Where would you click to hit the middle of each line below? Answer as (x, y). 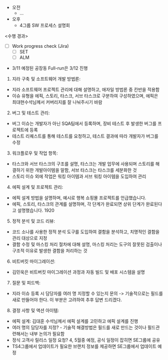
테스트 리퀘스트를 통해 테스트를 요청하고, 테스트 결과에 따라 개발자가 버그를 (85, 136)
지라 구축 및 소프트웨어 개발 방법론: (46, 79)
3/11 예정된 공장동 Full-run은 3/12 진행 (50, 68)
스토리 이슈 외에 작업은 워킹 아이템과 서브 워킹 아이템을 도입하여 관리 (79, 176)
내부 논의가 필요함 (47, 334)
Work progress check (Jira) (40, 46)
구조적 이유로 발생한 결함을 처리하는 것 (50, 251)
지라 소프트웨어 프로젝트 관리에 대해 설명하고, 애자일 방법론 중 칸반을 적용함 (86, 90)
